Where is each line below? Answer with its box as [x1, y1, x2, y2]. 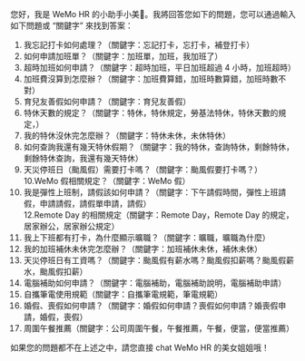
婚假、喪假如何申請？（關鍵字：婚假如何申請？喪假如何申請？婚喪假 [23, 300, 279, 311]
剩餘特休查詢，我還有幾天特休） [23, 153, 143, 163]
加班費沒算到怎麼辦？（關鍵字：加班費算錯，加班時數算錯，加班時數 [23, 73, 279, 84]
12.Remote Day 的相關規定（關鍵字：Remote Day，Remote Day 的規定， [23, 210, 294, 220]
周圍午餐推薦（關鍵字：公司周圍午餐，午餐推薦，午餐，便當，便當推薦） [23, 323, 294, 334]
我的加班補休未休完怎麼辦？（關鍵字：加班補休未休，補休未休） [23, 244, 262, 254]
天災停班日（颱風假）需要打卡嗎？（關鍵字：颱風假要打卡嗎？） [23, 164, 262, 175]
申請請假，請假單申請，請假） [39, 199, 152, 209]
